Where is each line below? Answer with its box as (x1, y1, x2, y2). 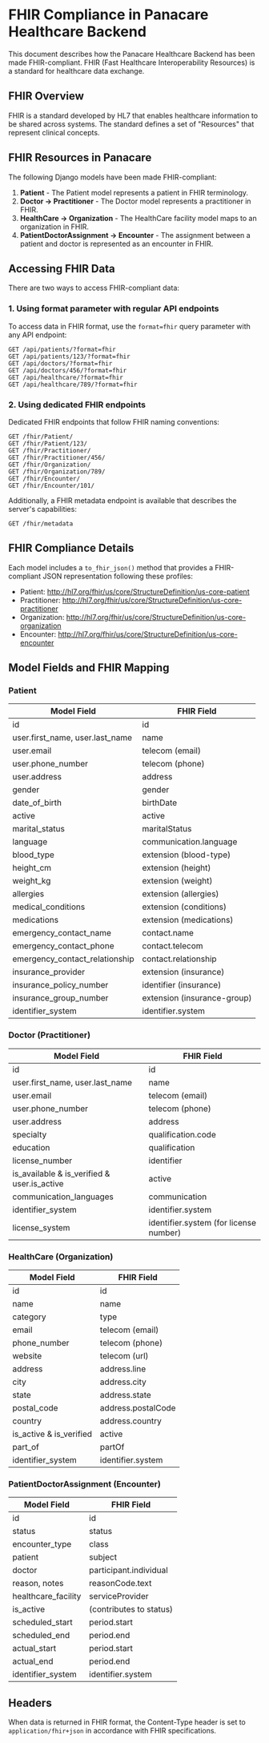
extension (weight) (142, 876, 213, 887)
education (12, 1141, 50, 1153)
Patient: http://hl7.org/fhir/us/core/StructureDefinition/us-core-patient (19, 586, 250, 596)
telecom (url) (99, 1351, 149, 1362)
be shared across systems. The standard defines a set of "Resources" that (8, 119, 255, 129)
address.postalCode (99, 1403, 176, 1414)
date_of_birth (12, 797, 62, 808)
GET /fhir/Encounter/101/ (8, 481, 94, 489)
